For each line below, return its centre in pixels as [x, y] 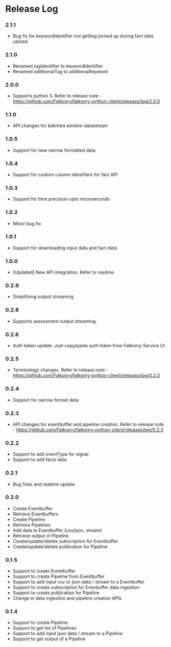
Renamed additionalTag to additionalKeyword [60, 71]
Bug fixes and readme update [44, 484]
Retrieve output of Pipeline [41, 535]
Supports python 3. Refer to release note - [57, 96]
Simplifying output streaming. [44, 297]
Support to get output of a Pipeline [49, 639]
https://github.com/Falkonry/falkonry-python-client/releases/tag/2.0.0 [86, 101]
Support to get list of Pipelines [44, 628]
